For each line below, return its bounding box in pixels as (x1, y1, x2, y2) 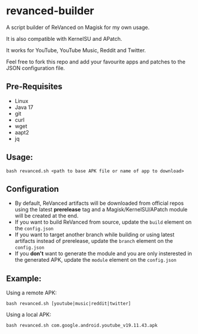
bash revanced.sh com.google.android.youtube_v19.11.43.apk (6, 323, 158, 329)
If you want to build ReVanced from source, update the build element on (14, 219, 192, 226)
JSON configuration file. (6, 64, 65, 72)
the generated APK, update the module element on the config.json (14, 256, 177, 264)
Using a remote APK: (6, 289, 58, 297)
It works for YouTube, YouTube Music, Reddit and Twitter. (6, 46, 146, 54)
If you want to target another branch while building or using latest (14, 231, 175, 238)
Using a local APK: (6, 311, 52, 318)
